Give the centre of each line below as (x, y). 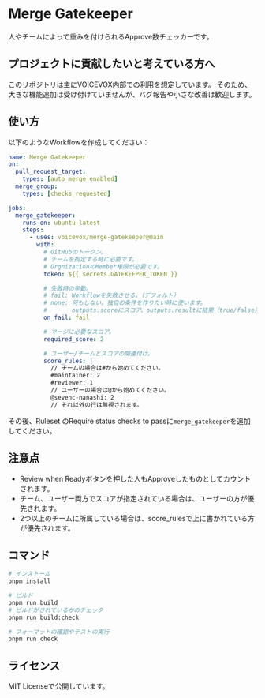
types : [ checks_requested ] (67, 193)
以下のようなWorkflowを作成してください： (79, 142)
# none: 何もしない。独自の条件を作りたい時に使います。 (125, 303)
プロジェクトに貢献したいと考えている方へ (112, 64)
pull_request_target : (51, 172)
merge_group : (37, 186)
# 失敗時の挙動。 (67, 288)
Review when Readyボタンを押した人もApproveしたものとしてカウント (135, 478)
